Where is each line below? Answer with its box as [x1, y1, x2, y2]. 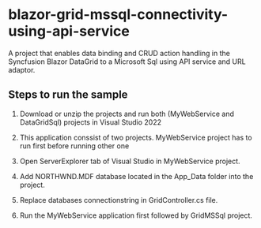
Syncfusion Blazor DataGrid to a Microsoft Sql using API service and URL [8, 57, 247, 66]
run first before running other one [19, 140, 130, 151]
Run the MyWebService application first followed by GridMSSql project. [19, 211, 253, 220]
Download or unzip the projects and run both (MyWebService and [19, 109, 235, 118]
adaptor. [8, 65, 36, 74]
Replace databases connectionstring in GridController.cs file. [19, 195, 218, 204]
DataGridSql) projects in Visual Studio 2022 [19, 117, 162, 127]
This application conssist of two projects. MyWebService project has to [19, 133, 252, 142]
